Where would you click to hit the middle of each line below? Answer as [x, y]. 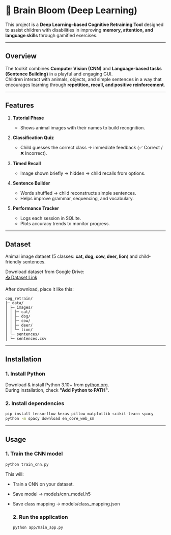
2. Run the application [40, 517]
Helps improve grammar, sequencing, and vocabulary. [77, 198]
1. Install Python [25, 373]
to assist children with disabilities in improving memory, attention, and [79, 30]
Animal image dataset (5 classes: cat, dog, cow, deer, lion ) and [72, 256]
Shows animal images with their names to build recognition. [82, 127]
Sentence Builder [31, 183]
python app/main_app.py [38, 527]
